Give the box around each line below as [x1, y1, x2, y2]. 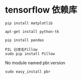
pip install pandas [5, 37, 44, 43]
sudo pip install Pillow [5, 51, 55, 56]
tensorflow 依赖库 [5, 4, 77, 16]
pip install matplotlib [5, 20, 53, 26]
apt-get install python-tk [5, 29, 59, 34]
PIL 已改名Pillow [5, 47, 38, 52]
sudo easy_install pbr [5, 69, 51, 74]
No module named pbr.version [5, 60, 65, 65]
